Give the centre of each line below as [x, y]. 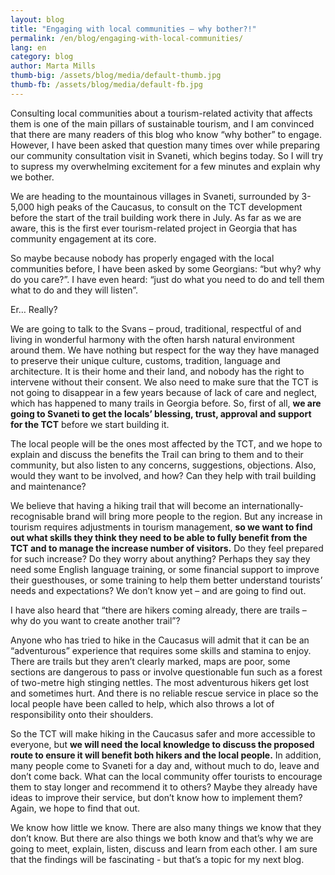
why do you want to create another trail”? [95, 620]
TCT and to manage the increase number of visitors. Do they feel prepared [167, 548]
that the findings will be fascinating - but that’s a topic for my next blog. [157, 859]
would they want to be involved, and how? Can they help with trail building [163, 475]
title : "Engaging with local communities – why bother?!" [133, 29]
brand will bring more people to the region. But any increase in [194, 516]
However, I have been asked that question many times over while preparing [165, 145]
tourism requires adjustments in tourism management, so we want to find [161, 527]
